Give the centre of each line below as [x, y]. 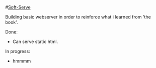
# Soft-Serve [18, 7]
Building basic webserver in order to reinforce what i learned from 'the [78, 17]
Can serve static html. [35, 41]
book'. [12, 22]
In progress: [18, 51]
